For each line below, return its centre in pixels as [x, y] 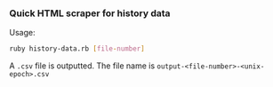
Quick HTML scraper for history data [90, 13]
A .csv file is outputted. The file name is [82, 66]
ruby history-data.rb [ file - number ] [77, 49]
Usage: [22, 33]
